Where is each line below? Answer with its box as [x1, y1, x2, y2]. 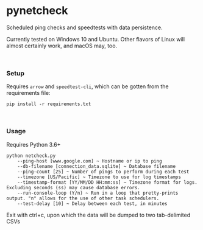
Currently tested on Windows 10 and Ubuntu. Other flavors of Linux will [6, 35, 185, 43]
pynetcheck [6, 4, 68, 18]
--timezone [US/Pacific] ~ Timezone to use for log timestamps [17, 174, 182, 180]
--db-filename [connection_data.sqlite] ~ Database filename [17, 163, 176, 169]
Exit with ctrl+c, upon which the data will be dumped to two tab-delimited [6, 211, 191, 218]
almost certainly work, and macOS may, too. [6, 42, 118, 49]
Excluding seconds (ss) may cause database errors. [6, 184, 140, 190]
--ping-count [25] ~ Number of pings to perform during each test [17, 169, 190, 175]
